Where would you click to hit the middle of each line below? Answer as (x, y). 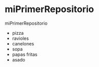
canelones (23, 43)
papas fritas (25, 54)
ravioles (20, 38)
